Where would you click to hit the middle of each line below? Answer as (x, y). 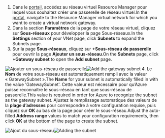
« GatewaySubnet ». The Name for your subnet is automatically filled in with (82, 79)
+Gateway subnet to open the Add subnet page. (62, 59)
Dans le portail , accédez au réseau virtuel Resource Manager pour (80, 7)
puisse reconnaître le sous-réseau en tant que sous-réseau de (68, 90)
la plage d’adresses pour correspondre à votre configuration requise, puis (81, 105)
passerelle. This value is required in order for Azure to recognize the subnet (81, 95)
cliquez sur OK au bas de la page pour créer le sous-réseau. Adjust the (77, 110)
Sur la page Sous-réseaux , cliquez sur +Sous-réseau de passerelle (82, 49)
